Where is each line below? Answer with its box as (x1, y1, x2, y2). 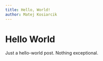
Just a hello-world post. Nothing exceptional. (5, 50, 98, 56)
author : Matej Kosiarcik (5, 12, 57, 17)
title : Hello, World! (5, 7, 51, 12)
